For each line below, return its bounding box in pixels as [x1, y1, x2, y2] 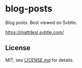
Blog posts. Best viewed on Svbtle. [5, 19, 77, 25]
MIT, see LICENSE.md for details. [5, 57, 74, 63]
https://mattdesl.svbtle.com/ [5, 29, 64, 35]
